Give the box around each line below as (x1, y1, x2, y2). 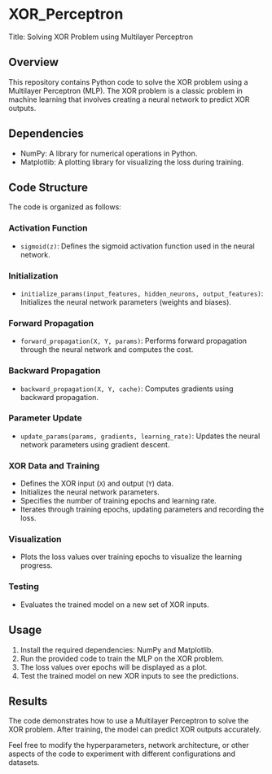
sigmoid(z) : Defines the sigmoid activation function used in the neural (20, 241, 255, 251)
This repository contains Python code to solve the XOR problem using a (8, 77, 248, 86)
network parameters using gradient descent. (20, 439, 170, 449)
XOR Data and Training (8, 460, 100, 471)
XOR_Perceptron (8, 5, 124, 24)
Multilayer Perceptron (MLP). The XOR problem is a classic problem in (8, 86, 243, 95)
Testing (8, 581, 39, 592)
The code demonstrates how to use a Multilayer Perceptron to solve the (8, 716, 249, 726)
